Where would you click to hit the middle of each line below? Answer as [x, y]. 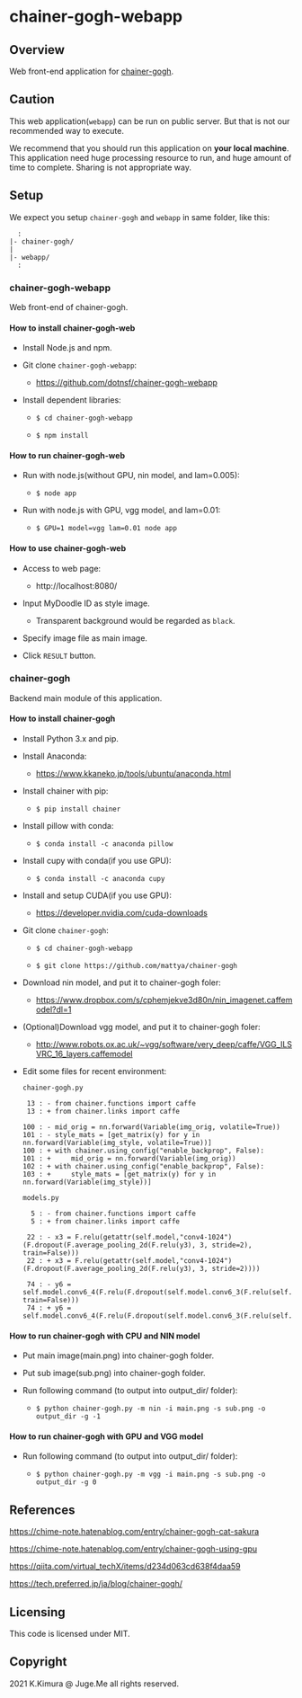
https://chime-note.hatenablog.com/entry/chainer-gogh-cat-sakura [134, 1532]
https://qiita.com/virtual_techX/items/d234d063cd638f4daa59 [125, 1567]
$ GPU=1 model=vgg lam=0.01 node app [107, 529]
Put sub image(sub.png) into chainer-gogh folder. [114, 1374]
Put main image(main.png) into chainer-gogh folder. [118, 1356]
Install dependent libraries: [71, 400]
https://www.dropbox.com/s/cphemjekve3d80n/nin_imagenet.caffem [164, 1000]
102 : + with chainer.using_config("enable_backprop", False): [143, 1167]
